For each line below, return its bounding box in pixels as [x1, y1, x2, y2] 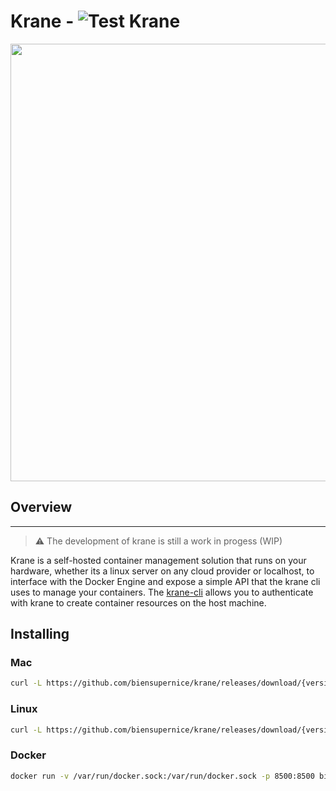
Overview [10, 499, 73, 516]
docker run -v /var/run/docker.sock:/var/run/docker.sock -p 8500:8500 [10, 771, 315, 781]
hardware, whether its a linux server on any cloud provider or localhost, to [10, 565, 315, 577]
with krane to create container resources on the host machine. [10, 596, 267, 609]
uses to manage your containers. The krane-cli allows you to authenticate [10, 586, 314, 598]
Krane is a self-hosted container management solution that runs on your [10, 554, 307, 566]
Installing [10, 626, 70, 643]
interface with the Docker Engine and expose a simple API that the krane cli [10, 575, 321, 587]
